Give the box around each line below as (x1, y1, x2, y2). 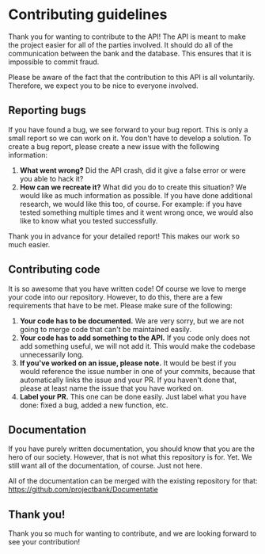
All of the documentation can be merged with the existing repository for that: (8, 476, 258, 486)
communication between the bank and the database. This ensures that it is (8, 48, 252, 58)
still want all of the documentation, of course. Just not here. (8, 461, 203, 471)
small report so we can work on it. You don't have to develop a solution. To (8, 133, 252, 143)
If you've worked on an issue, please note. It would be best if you (19, 358, 237, 368)
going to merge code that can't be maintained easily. (19, 324, 192, 334)
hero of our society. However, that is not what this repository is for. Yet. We (8, 453, 252, 462)
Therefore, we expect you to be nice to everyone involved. (8, 81, 199, 90)
